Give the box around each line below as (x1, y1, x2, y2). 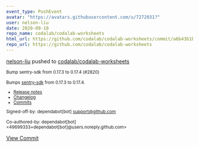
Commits (13, 99, 32, 105)
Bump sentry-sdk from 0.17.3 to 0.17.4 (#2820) (6, 69, 99, 75)
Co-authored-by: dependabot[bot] (6, 119, 76, 125)
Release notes (13, 89, 43, 95)
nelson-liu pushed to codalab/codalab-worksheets (6, 57, 130, 65)
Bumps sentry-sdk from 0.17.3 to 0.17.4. (6, 79, 85, 86)
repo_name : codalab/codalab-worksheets (6, 31, 105, 37)
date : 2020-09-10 (6, 25, 49, 31)
